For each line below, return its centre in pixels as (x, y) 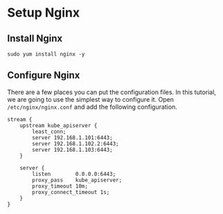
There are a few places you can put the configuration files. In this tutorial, (112, 92)
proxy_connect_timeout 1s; (71, 192)
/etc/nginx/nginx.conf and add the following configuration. (92, 107)
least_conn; (50, 132)
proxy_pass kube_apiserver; (77, 180)
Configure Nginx (44, 75)
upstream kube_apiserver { (59, 125)
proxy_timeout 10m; (60, 186)
